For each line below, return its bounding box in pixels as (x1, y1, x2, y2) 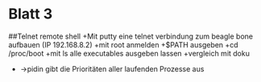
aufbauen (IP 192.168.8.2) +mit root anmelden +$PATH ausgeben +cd (8, 39, 239, 49)
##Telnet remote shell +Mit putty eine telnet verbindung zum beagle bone (8, 31, 254, 41)
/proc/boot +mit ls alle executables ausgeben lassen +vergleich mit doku (8, 48, 250, 58)
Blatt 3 (8, 5, 53, 23)
